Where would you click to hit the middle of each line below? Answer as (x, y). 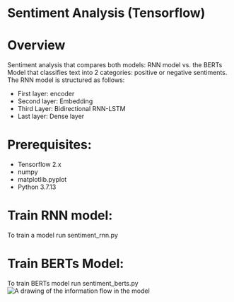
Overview (36, 46)
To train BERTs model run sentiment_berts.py (73, 283)
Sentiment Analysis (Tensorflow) (106, 13)
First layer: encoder (46, 94)
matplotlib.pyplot (42, 180)
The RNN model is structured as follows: (66, 80)
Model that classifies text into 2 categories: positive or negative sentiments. (117, 73)
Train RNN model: (60, 215)
